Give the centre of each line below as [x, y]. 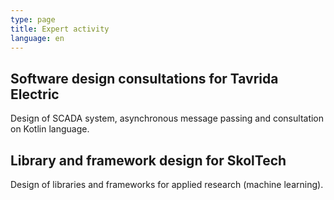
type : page [33, 19]
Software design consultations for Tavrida [144, 78]
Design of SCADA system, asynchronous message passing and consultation [167, 118]
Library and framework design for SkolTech [148, 160]
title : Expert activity [60, 29]
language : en [37, 38]
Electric [35, 94]
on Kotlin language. [50, 129]
